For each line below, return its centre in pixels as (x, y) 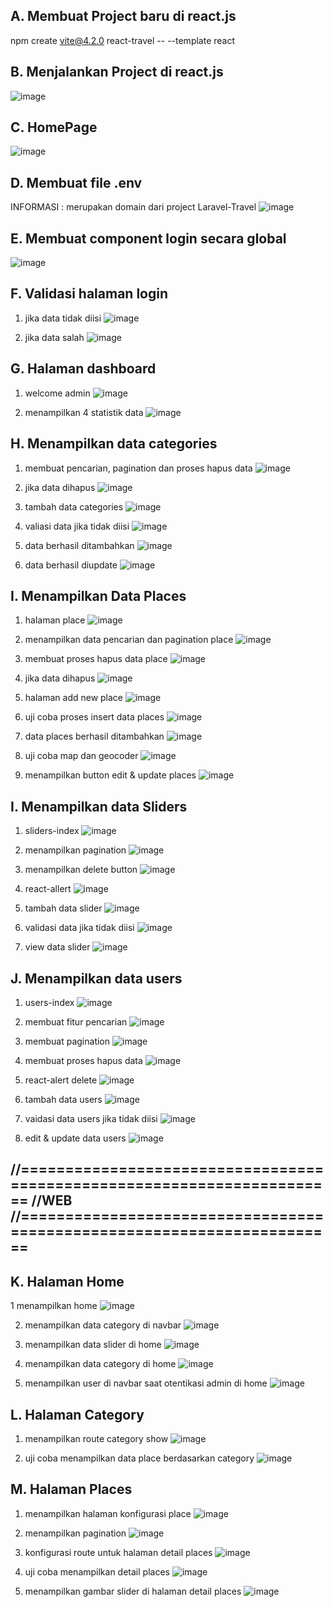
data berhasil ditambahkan (79, 545)
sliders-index (52, 831)
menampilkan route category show (96, 1438)
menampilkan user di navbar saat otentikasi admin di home (146, 1383)
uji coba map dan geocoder (81, 756)
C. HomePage (54, 127)
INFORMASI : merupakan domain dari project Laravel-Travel (133, 207)
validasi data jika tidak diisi (79, 928)
